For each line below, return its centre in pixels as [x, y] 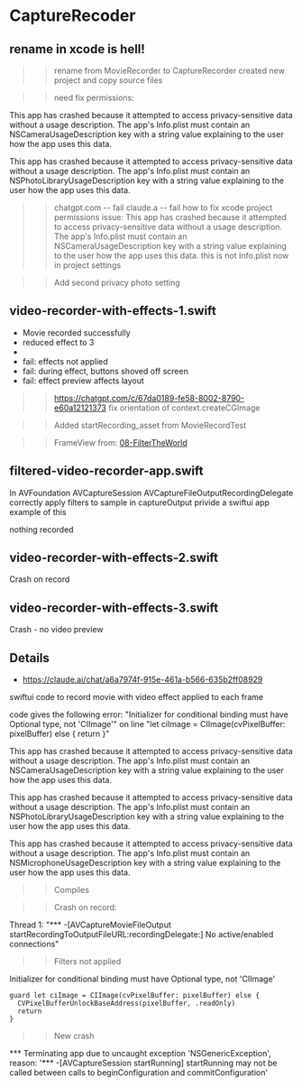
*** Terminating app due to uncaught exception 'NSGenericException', [141, 1054]
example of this [38, 511]
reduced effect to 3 [58, 342]
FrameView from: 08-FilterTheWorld [120, 442]
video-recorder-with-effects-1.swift [113, 311]
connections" [34, 944]
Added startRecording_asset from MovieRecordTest [150, 425]
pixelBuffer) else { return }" [59, 734]
